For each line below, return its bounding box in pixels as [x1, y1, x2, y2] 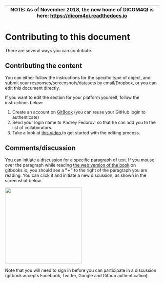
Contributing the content [5, 62, 82, 70]
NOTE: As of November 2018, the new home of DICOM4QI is [10, 6, 154, 13]
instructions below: [5, 99, 43, 105]
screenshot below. [5, 177, 42, 183]
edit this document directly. [5, 85, 60, 91]
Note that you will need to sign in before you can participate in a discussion [5, 267, 157, 273]
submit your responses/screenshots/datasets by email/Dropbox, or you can [5, 80, 157, 86]
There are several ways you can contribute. [5, 47, 93, 53]
